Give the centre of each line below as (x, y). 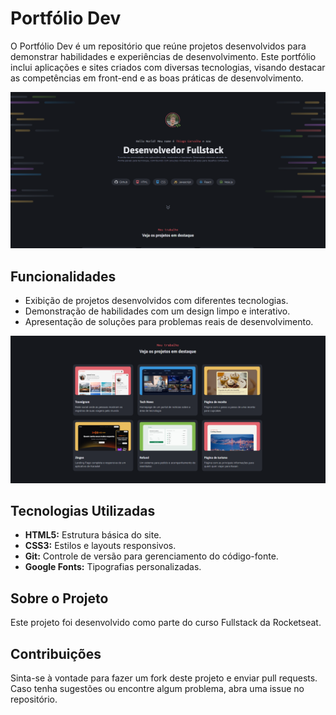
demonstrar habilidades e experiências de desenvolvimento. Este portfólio (163, 56)
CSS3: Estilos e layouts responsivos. (100, 546)
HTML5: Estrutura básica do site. (93, 535)
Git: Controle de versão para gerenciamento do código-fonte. (151, 556)
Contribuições (56, 653)
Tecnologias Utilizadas (83, 510)
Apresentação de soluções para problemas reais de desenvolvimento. (169, 322)
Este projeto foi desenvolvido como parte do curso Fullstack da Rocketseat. (166, 623)
